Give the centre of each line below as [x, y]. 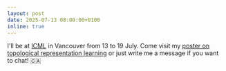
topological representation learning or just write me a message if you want [113, 53]
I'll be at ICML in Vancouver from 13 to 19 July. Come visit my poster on [108, 46]
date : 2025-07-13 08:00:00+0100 [54, 20]
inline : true [26, 26]
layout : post [26, 13]
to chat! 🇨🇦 [24, 61]
